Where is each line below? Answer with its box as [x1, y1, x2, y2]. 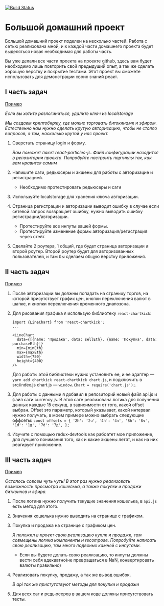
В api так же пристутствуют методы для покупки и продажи [12, 581, 140, 587]
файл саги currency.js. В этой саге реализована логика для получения [12, 396, 159, 402]
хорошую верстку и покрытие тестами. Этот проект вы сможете [5, 68, 141, 74]
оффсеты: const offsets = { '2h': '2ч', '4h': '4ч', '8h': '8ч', [12, 417, 150, 423]
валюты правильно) [19, 562, 61, 568]
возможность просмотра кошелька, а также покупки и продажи [5, 484, 142, 490]
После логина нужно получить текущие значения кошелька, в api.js [12, 498, 157, 504]
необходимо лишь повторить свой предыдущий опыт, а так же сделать [5, 63, 155, 69]
